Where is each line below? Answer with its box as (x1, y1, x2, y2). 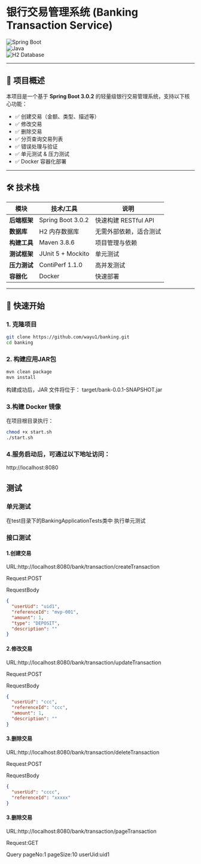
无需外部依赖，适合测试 (95, 227, 162, 235)
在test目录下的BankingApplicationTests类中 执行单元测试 (6, 517, 146, 525)
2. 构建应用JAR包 (6, 354, 57, 363)
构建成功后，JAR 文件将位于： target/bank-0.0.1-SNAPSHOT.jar (6, 386, 163, 393)
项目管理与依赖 (95, 238, 138, 247)
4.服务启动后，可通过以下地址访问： (6, 450, 111, 459)
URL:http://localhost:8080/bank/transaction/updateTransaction (6, 659, 162, 666)
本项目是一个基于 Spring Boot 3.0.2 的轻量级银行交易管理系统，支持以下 (6, 92, 185, 99)
